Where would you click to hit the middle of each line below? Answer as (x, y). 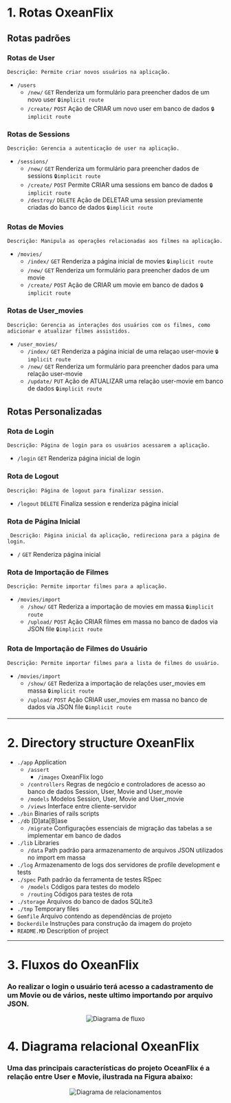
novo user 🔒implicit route (66, 99)
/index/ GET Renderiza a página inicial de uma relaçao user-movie (121, 351)
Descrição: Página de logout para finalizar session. (86, 490)
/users (26, 85)
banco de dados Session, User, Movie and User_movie (105, 791)
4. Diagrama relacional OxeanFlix (103, 1047)
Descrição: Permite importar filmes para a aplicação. (87, 587)
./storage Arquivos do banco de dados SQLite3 (85, 901)
